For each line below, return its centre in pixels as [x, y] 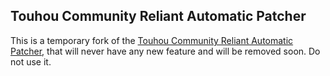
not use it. [31, 61]
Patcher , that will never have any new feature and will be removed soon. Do [165, 51]
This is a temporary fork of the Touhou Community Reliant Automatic [152, 40]
